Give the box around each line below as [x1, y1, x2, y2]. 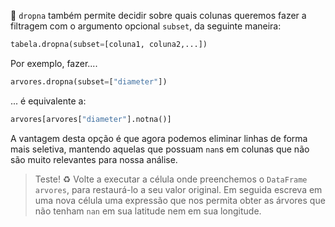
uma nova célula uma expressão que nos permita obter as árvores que [34, 194, 326, 206]
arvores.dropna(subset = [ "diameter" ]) [10, 76, 168, 87]
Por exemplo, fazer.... [10, 57, 98, 69]
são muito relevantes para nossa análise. [10, 153, 178, 165]
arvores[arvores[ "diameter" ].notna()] [10, 114, 172, 124]
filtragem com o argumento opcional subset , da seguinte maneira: [10, 20, 282, 32]
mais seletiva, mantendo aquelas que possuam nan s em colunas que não [10, 143, 310, 155]
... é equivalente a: [10, 95, 87, 107]
